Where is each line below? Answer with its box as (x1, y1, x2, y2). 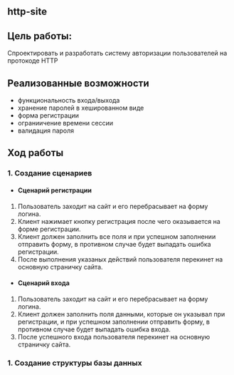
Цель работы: (7, 30, 73, 42)
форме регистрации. (17, 225, 81, 233)
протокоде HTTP (7, 56, 58, 65)
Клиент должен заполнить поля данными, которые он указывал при (17, 309, 225, 318)
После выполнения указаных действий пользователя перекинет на (17, 255, 223, 263)
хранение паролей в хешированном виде (17, 103, 144, 113)
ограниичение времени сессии (17, 119, 114, 128)
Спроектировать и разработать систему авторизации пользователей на (7, 49, 228, 58)
